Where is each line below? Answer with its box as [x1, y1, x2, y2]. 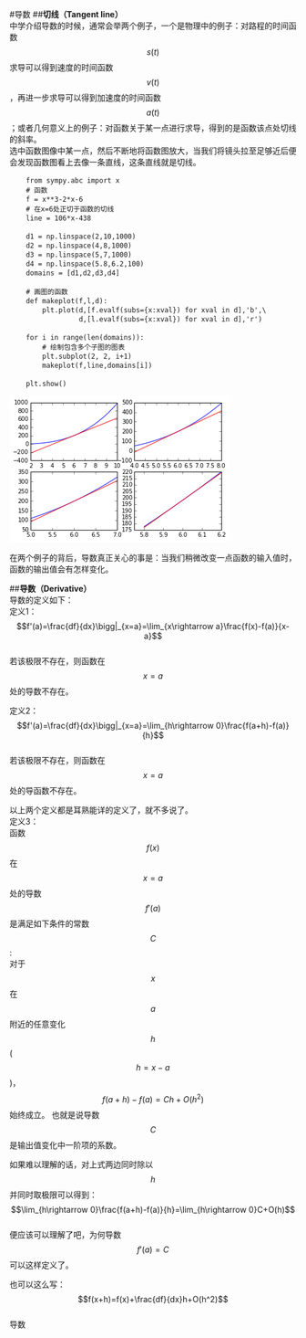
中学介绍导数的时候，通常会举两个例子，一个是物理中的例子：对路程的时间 [9, 20, 289, 31]
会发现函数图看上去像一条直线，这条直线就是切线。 [9, 157, 201, 167]
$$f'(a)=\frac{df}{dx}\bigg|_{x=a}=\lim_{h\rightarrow [16, 721, 214, 731]
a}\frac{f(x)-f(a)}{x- [215, 621, 290, 631]
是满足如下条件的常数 [9, 918, 89, 929]
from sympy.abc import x [25, 176, 120, 185]
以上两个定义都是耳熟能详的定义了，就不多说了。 [9, 805, 193, 816]
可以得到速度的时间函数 [25, 62, 114, 72]
